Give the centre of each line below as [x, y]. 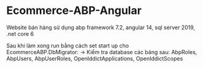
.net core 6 [20, 33]
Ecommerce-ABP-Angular [74, 11]
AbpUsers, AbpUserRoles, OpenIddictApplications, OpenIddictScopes [95, 58]
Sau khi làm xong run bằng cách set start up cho [68, 46]
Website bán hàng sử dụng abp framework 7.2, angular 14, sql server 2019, [101, 27]
